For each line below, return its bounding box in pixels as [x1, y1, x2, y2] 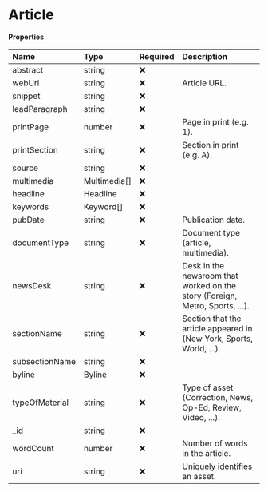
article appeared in [182, 323, 253, 334]
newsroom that [182, 270, 238, 281]
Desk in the [182, 260, 225, 271]
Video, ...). [182, 411, 221, 423]
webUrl [12, 77, 40, 89]
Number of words [182, 438, 248, 449]
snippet [12, 90, 41, 101]
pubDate [12, 214, 45, 225]
